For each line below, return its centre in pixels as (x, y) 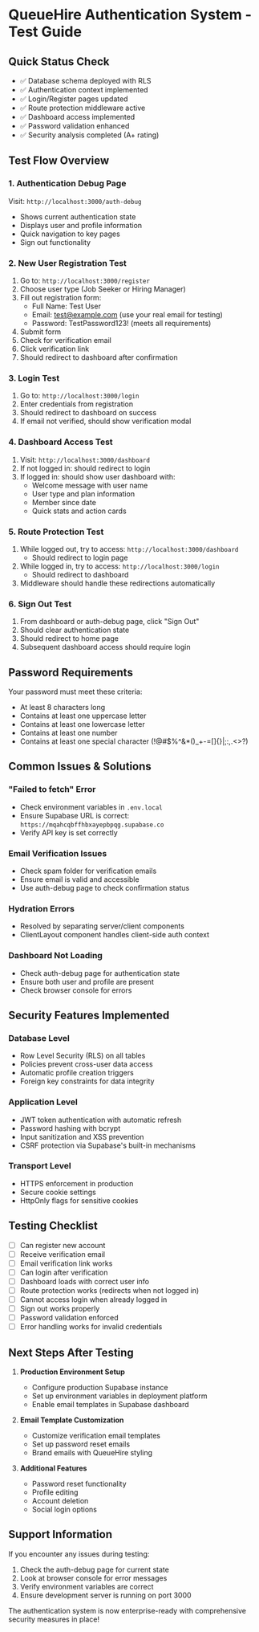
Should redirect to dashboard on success (88, 413)
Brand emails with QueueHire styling (92, 1453)
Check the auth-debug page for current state (95, 1569)
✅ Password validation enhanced (75, 126)
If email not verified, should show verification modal (105, 421)
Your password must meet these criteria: (75, 692)
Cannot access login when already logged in (93, 1299)
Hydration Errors (41, 908)
